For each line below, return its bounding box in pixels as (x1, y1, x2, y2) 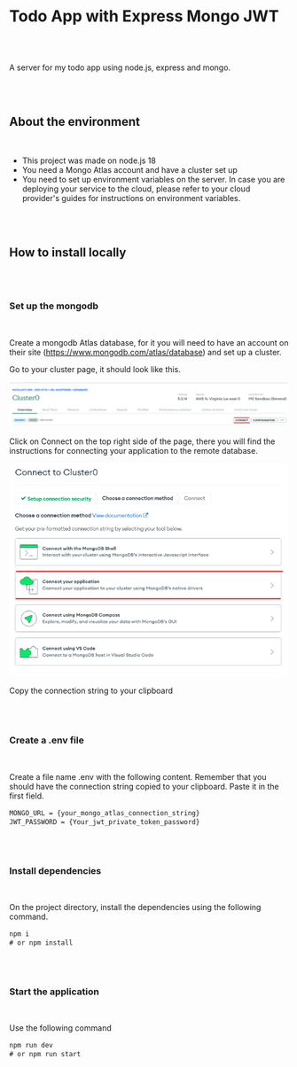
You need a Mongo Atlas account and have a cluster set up (21, 164, 238, 175)
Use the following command (9, 1023, 113, 1033)
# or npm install (9, 938, 74, 947)
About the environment (9, 114, 140, 129)
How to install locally (9, 245, 127, 261)
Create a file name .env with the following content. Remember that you (9, 771, 267, 782)
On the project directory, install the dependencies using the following (9, 901, 262, 912)
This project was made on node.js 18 (21, 155, 157, 166)
